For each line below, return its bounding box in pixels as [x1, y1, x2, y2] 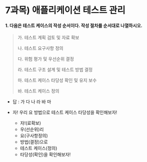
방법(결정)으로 [20, 139, 48, 145]
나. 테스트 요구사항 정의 [17, 45, 64, 51]
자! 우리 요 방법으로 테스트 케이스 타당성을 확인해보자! [12, 109, 117, 116]
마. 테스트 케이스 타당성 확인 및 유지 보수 [17, 77, 97, 84]
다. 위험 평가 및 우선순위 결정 [17, 56, 75, 62]
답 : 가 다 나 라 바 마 [12, 99, 51, 105]
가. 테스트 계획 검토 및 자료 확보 [17, 35, 80, 41]
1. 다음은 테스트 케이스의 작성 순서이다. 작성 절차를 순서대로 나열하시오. [5, 22, 142, 28]
